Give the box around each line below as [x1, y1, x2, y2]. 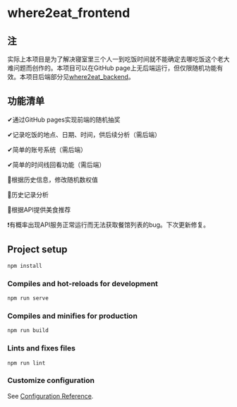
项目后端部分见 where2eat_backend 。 [25, 73, 135, 81]
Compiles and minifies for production [7, 311, 138, 321]
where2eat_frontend [7, 5, 130, 21]
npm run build [7, 327, 49, 334]
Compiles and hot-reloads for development [7, 278, 159, 288]
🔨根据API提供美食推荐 [7, 205, 71, 213]
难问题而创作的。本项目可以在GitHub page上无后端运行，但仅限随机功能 [7, 64, 217, 72]
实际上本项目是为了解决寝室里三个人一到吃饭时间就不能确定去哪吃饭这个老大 [7, 55, 230, 63]
